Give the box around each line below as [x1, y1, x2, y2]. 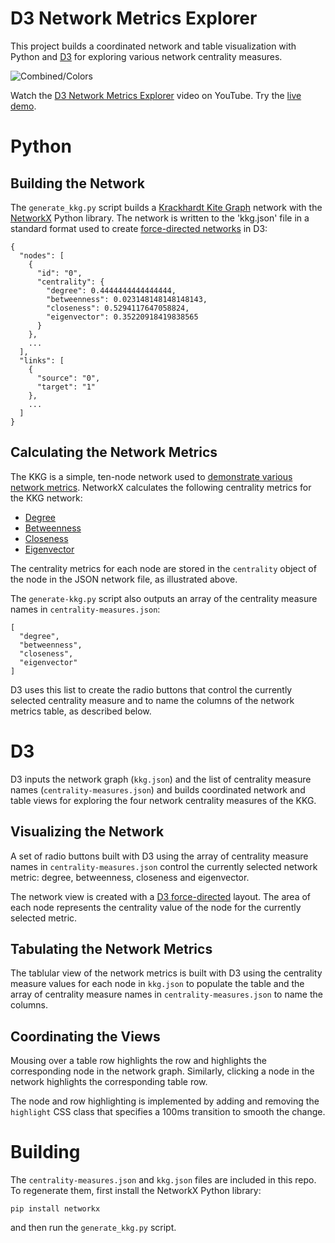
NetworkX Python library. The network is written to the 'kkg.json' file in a [10, 212, 310, 224]
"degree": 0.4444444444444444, [46, 285, 177, 296]
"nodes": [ [19, 250, 65, 261]
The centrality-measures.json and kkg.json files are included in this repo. [10, 1174, 317, 1186]
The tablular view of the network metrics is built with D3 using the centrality [10, 967, 323, 979]
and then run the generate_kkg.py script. [10, 1222, 177, 1234]
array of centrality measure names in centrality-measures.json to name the [10, 988, 323, 1001]
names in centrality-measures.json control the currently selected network [10, 860, 318, 872]
